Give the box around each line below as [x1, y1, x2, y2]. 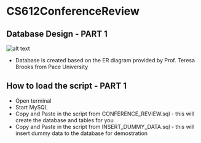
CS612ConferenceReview [6, 4, 140, 18]
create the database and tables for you [15, 116, 114, 123]
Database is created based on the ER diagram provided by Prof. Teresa [15, 57, 195, 64]
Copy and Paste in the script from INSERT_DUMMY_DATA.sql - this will [15, 123, 195, 130]
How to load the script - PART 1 [6, 81, 127, 91]
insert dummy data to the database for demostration [15, 130, 148, 137]
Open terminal [15, 97, 52, 105]
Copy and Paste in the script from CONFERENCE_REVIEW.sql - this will [15, 110, 195, 117]
